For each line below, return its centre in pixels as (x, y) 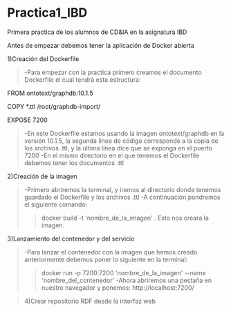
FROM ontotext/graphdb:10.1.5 (50, 93)
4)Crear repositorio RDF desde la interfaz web (90, 301)
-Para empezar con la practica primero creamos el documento (113, 72)
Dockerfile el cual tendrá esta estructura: (82, 79)
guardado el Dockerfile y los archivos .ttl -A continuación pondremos (122, 197)
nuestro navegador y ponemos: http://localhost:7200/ (118, 287)
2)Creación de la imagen (42, 176)
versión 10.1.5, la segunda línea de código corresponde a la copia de (121, 141)
